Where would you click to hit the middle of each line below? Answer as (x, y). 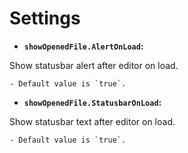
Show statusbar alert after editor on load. (94, 65)
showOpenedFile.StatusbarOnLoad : (92, 102)
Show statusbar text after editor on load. (92, 121)
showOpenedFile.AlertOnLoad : (83, 46)
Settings (45, 18)
